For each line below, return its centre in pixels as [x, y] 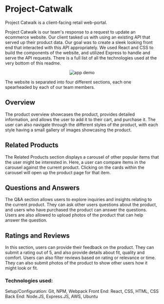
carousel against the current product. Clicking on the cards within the [75, 167]
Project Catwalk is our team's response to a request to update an [70, 32]
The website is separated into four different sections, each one [68, 82]
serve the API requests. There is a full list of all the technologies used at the [81, 58]
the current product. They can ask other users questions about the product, [81, 205]
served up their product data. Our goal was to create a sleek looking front [79, 42]
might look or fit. [21, 268]
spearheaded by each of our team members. [50, 87]
